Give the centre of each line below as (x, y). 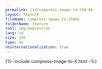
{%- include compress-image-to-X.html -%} (51, 61)
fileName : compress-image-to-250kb (42, 19)
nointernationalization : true (37, 47)
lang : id (14, 33)
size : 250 (16, 38)
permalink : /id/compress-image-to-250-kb (49, 10)
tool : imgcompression (28, 28)
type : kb (14, 42)
